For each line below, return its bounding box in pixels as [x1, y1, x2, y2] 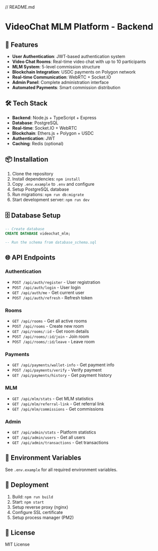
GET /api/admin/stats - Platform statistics [12, 429, 96, 435]
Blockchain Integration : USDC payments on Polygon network [12, 69, 136, 75]
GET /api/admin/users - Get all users [12, 434, 86, 440]
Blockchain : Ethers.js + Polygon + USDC [12, 130, 94, 136]
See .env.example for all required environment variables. [5, 467, 118, 472]
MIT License [5, 541, 30, 548]
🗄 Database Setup [5, 212, 61, 220]
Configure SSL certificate [12, 509, 63, 515]
